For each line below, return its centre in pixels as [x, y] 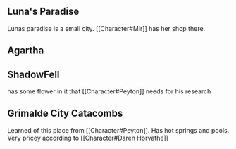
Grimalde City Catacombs [65, 114]
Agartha [26, 51]
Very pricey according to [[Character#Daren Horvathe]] [88, 138]
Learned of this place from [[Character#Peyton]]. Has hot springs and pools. [118, 130]
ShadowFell [33, 74]
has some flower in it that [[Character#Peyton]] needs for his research [109, 91]
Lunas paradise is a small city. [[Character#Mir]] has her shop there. [106, 28]
